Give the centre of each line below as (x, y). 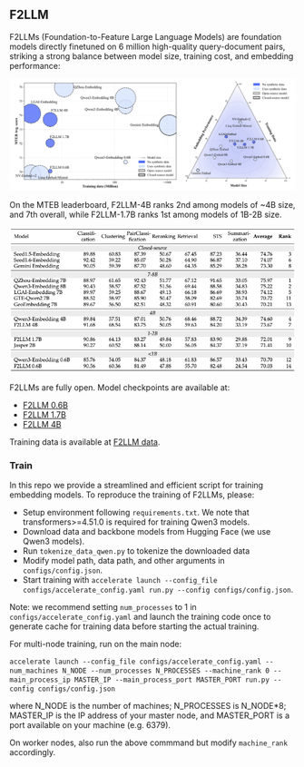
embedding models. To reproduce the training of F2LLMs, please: (132, 495)
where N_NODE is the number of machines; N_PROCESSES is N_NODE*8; (148, 706)
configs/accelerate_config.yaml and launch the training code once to (140, 617)
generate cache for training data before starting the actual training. (134, 626)
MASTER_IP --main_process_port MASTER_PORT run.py (172, 680)
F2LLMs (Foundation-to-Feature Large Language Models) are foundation (146, 36)
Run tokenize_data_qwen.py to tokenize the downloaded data (136, 551)
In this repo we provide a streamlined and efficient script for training (137, 486)
